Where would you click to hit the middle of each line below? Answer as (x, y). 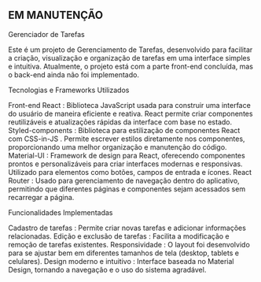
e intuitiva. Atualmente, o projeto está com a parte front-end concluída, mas (131, 66)
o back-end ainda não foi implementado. (74, 74)
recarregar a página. (41, 197)
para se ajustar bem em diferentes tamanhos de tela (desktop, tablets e (124, 253)
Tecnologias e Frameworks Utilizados (69, 90)
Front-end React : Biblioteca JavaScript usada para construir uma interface (130, 105)
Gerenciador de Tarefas (46, 34)
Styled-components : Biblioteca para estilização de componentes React (124, 130)
